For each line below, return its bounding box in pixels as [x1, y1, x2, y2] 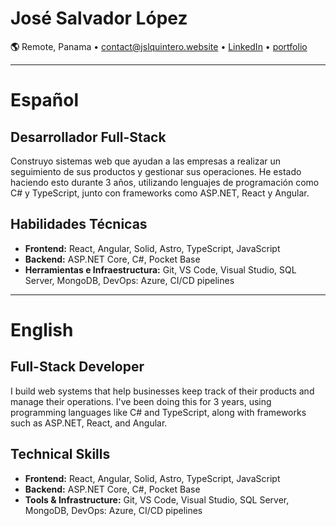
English [10, 318, 74, 341]
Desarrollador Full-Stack [10, 128, 167, 146]
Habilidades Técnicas [10, 216, 148, 233]
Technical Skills [10, 446, 111, 463]
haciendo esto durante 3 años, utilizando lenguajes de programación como [10, 176, 320, 188]
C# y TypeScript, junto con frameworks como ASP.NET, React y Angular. [10, 187, 310, 199]
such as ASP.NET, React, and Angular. [10, 417, 168, 429]
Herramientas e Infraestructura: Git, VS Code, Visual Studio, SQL [24, 263, 297, 276]
